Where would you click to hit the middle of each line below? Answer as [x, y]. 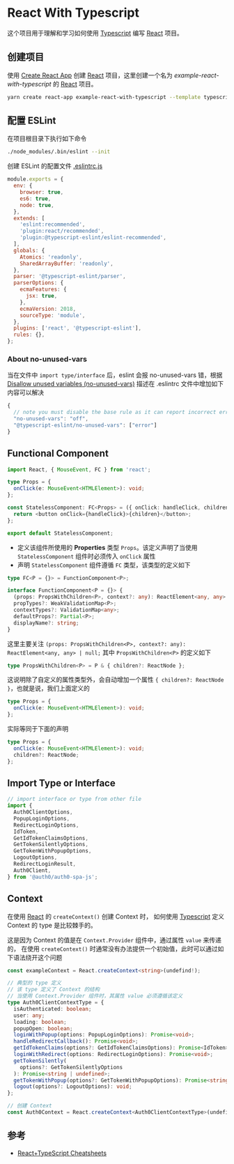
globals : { [29, 250]
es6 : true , [36, 199]
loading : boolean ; [40, 1022]
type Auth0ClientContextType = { [56, 1003]
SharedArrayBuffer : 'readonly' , [67, 263]
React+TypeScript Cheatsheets [62, 1153]
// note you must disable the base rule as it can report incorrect [115, 413]
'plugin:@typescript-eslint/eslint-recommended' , [93, 238]
